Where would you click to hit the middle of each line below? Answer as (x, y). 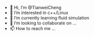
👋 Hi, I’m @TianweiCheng (35, 8)
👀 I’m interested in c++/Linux (39, 13)
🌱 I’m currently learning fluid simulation (49, 18)
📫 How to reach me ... (32, 28)
